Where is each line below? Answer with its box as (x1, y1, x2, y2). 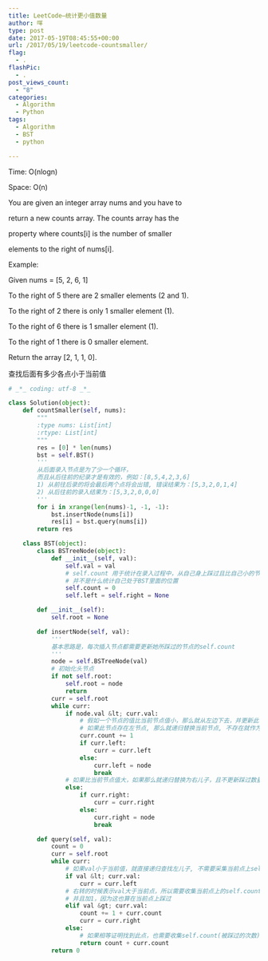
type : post (8, 26, 45, 34)
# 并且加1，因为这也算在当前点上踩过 (65, 895, 171, 903)
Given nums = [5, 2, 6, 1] (8, 275, 89, 284)
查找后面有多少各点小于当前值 (8, 369, 106, 378)
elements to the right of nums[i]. (8, 244, 114, 254)
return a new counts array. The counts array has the (8, 213, 179, 223)
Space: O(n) (8, 182, 48, 192)
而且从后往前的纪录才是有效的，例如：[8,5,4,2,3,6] (37, 473, 191, 481)
